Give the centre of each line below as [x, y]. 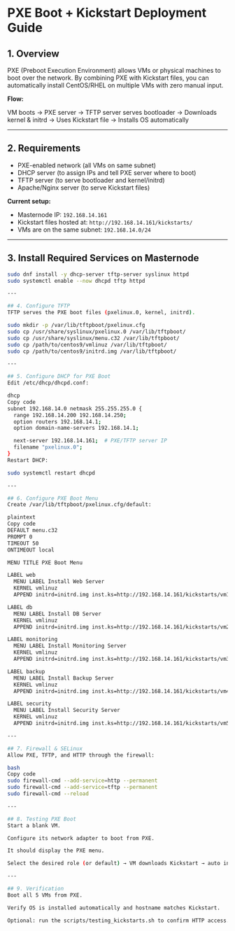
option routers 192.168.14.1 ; [57, 421]
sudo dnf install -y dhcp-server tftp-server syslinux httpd [98, 274]
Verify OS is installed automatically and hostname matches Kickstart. [114, 908]
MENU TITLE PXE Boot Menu [45, 562]
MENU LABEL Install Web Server [59, 582]
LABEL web [22, 575]
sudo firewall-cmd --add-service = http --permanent [83, 781]
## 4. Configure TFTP [39, 306]
